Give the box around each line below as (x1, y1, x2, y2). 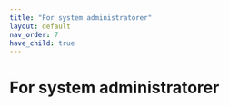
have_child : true (9, 38, 75, 48)
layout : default (9, 22, 71, 31)
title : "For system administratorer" (9, 13, 153, 23)
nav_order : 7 (9, 30, 59, 39)
